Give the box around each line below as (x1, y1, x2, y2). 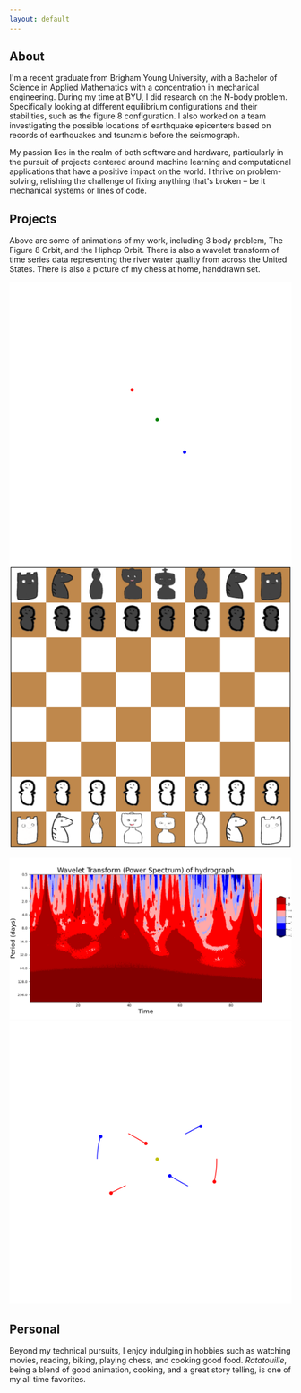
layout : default (9, 14, 70, 23)
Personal (9, 1321, 61, 1336)
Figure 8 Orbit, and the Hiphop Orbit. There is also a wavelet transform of (9, 245, 279, 256)
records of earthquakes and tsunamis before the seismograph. (9, 130, 240, 141)
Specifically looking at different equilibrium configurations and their (9, 101, 258, 112)
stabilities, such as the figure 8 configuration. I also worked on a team (9, 110, 267, 121)
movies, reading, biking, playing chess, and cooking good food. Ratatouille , (9, 1355, 288, 1365)
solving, (9, 176, 39, 187)
